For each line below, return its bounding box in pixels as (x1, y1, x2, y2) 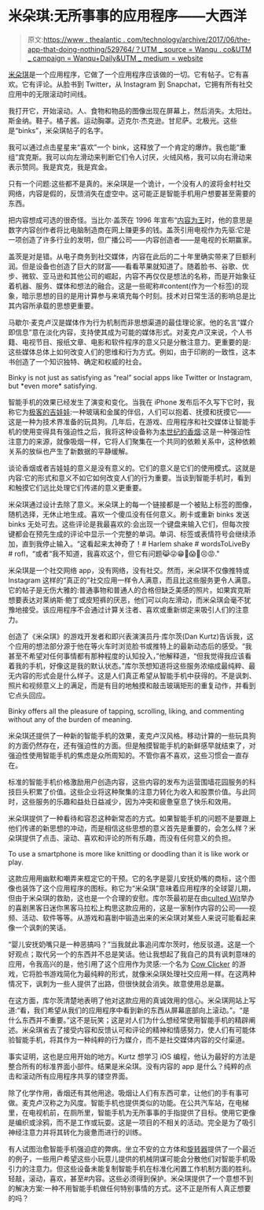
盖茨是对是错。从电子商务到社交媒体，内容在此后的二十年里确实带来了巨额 (8, 251, 249, 261)
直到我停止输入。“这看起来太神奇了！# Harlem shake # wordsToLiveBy (21, 538, 251, 548)
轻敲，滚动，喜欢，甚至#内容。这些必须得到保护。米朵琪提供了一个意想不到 (8, 1174, 254, 1183)
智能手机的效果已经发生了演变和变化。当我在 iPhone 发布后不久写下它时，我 (8, 397, 255, 406)
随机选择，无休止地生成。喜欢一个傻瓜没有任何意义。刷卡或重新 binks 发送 (8, 509, 250, 519)
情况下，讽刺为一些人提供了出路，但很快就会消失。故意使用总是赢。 (8, 979, 229, 988)
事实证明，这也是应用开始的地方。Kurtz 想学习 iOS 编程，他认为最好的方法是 (8, 1052, 256, 1061)
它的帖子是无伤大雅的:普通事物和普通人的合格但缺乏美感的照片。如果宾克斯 (8, 585, 251, 594)
